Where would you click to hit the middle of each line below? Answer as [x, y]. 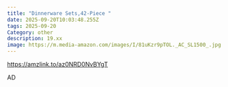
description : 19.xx [35, 39]
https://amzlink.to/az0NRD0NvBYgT [58, 64]
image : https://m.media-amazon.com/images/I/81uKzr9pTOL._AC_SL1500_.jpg [114, 45]
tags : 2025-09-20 [32, 26]
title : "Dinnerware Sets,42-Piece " [59, 13]
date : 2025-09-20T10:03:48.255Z [53, 20]
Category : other [30, 32]
